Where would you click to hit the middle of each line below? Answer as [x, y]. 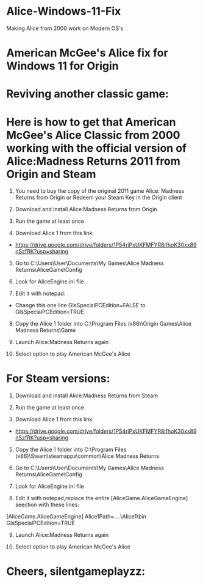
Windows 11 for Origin [62, 66]
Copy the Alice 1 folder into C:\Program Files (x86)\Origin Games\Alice [103, 324]
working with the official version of [97, 148]
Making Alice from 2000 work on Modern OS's [65, 28]
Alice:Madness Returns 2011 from [94, 161]
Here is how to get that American [91, 122]
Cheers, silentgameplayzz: [76, 571]
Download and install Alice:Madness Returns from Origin [86, 209]
